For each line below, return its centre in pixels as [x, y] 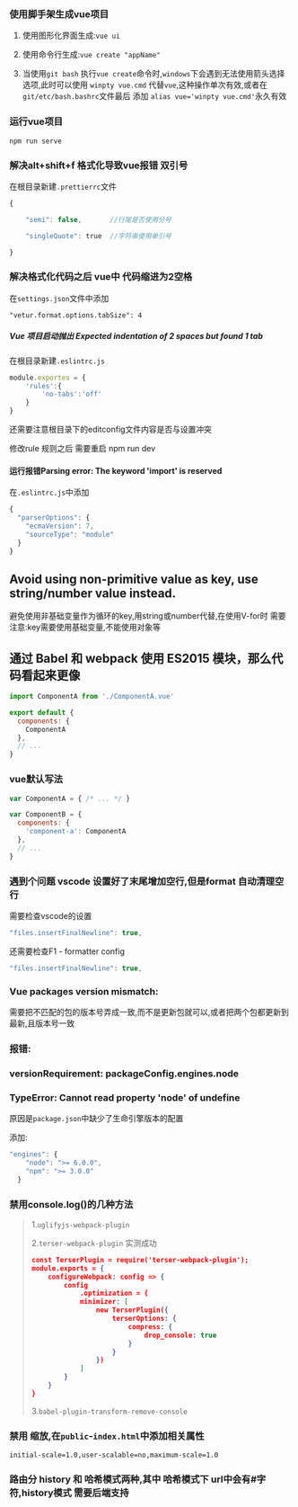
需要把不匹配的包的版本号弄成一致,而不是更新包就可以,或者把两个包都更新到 [149, 1012]
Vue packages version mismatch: [84, 991]
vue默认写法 [36, 780]
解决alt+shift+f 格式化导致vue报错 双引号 [99, 165]
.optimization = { [114, 1293]
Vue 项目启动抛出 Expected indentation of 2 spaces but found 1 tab [136, 336]
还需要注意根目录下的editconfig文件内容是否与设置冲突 [111, 430]
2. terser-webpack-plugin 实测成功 [94, 1243]
